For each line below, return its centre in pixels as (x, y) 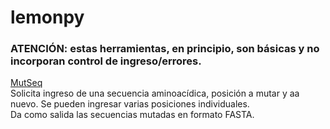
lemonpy (47, 17)
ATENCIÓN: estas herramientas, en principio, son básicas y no (165, 49)
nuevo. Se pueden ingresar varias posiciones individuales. (130, 104)
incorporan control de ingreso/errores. (106, 61)
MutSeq (26, 83)
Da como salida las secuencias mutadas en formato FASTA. (132, 115)
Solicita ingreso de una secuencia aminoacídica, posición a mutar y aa (155, 93)
